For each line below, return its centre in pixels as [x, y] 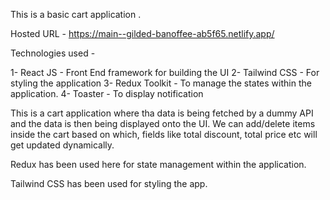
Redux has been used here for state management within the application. [158, 164]
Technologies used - [53, 53]
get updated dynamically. [62, 145]
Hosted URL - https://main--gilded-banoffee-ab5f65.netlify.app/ [142, 33]
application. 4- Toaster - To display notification [107, 93]
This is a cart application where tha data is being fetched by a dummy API [162, 113]
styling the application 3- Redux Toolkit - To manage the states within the [161, 83]
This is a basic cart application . [76, 14]
